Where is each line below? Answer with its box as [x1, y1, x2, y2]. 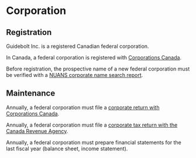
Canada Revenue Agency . [6, 127, 68, 135]
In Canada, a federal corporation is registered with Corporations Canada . [6, 54, 182, 61]
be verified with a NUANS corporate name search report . [6, 72, 143, 78]
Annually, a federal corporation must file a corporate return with [6, 104, 160, 111]
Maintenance [6, 89, 56, 99]
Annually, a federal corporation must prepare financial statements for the [6, 139, 181, 146]
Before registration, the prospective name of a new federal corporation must [6, 65, 190, 72]
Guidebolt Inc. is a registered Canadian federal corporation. [6, 43, 149, 50]
